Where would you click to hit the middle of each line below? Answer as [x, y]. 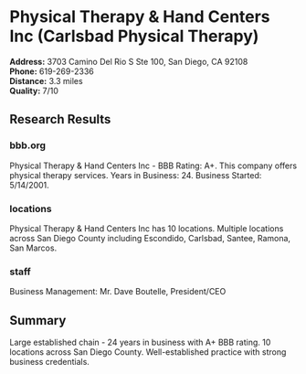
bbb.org [28, 145]
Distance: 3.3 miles [47, 80]
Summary [38, 321]
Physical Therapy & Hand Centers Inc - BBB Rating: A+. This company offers [153, 166]
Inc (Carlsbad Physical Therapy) [134, 36]
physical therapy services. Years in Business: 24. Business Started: [136, 175]
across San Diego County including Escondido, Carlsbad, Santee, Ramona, [150, 238]
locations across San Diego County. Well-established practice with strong [148, 352]
